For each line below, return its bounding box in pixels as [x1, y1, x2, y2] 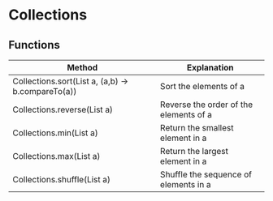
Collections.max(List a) [12, 151, 101, 161]
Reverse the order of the [159, 99, 253, 110]
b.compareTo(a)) [12, 86, 77, 96]
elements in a [159, 179, 211, 190]
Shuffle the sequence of [159, 169, 252, 180]
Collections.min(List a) [12, 127, 99, 139]
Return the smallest [159, 122, 234, 133]
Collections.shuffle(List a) [12, 174, 111, 185]
